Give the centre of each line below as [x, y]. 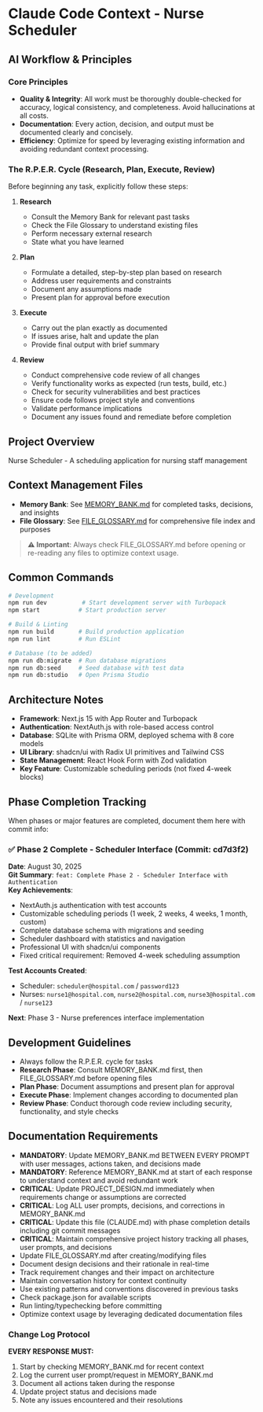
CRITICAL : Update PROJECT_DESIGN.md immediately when [117, 1189]
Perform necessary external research [91, 233]
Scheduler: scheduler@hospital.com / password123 [99, 986]
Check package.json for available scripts [85, 1297]
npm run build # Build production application [96, 632]
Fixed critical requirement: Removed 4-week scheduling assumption [130, 955]
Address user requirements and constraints [101, 281]
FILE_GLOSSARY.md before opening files [86, 1079]
